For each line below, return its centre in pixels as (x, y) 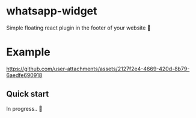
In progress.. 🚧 (24, 108)
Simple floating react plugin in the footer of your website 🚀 (78, 28)
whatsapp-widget (52, 11)
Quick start (28, 94)
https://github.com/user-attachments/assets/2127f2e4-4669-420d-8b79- (98, 69)
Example (28, 52)
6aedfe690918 (24, 75)
